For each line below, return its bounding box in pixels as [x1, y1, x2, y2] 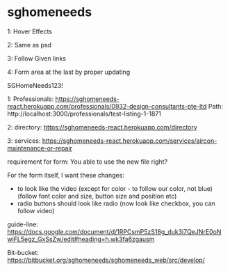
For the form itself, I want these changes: [7, 171, 125, 179]
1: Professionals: [7, 95, 54, 103]
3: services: [7, 137, 41, 145]
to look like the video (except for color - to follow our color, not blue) [17, 184, 213, 192]
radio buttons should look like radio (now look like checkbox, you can [17, 199, 215, 208]
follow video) [17, 206, 55, 215]
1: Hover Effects [7, 27, 52, 36]
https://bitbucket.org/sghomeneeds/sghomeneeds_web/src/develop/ [7, 256, 205, 264]
